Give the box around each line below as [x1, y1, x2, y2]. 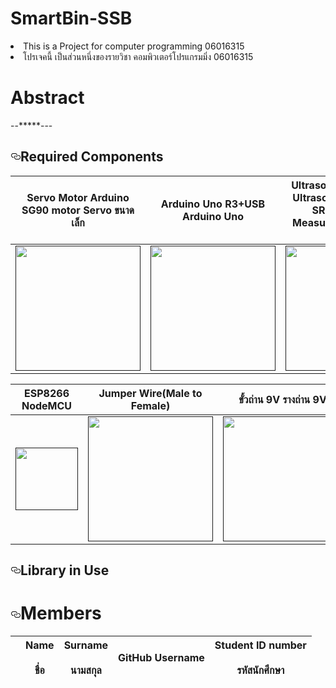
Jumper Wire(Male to [98, 386, 203, 400]
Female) [130, 398, 171, 412]
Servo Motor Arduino [26, 190, 130, 204]
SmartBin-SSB [10, 7, 133, 30]
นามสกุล [70, 663, 102, 677]
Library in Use [20, 562, 110, 579]
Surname [63, 638, 109, 652]
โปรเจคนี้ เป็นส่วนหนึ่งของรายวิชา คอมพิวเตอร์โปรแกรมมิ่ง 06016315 [23, 50, 254, 62]
